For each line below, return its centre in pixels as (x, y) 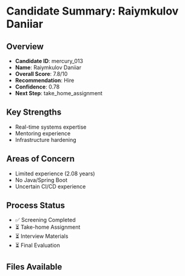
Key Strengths (34, 113)
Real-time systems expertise (51, 127)
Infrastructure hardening (46, 140)
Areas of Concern (40, 159)
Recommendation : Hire (45, 80)
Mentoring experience (43, 133)
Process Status (36, 205)
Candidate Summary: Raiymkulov (92, 11)
